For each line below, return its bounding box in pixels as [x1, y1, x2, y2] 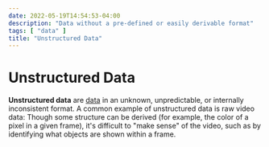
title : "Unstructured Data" [8, 34, 103, 43]
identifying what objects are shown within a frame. [8, 129, 176, 139]
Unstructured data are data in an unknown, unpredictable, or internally [8, 96, 244, 105]
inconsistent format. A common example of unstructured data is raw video [8, 104, 255, 113]
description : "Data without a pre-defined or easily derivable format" [8, 19, 254, 27]
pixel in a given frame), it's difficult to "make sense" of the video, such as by [8, 121, 262, 131]
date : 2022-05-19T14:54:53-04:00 [8, 11, 121, 20]
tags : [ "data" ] [8, 27, 67, 35]
